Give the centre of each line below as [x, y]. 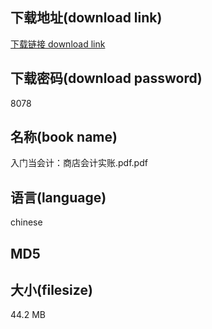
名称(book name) [64, 137]
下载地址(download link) [86, 18]
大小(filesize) [51, 290]
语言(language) [58, 197]
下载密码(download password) [106, 78]
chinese [26, 222]
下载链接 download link [58, 44]
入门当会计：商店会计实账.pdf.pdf [79, 163]
